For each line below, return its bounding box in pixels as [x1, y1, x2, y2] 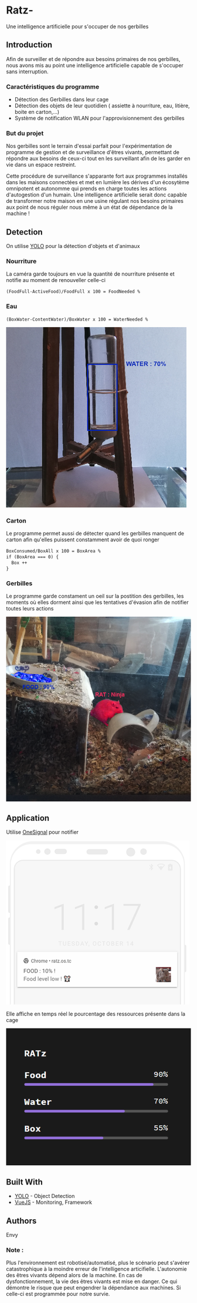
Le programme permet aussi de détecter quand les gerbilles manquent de [6, 530, 185, 537]
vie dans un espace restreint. [6, 161, 76, 168]
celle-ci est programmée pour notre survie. [6, 1291, 110, 1298]
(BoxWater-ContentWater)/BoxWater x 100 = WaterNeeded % [6, 316, 148, 323]
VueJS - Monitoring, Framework [14, 1199, 93, 1206]
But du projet [6, 129, 44, 137]
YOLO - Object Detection [14, 1193, 75, 1200]
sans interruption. [6, 68, 49, 75]
